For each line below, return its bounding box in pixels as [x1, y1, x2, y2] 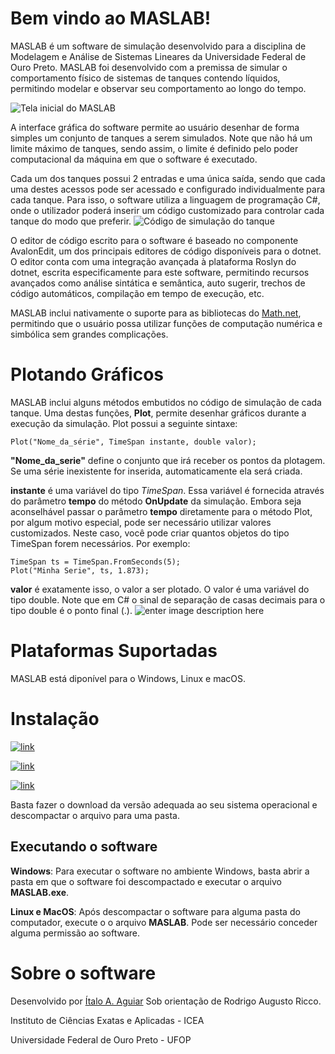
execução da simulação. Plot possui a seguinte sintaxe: [10, 417, 238, 429]
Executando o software [10, 838, 158, 856]
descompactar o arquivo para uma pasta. [10, 809, 180, 821]
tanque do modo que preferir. [10, 215, 132, 227]
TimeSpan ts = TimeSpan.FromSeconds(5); [10, 557, 182, 567]
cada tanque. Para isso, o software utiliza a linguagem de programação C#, [10, 193, 321, 206]
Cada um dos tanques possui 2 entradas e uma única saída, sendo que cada [10, 172, 326, 184]
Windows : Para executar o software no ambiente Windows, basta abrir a [10, 865, 310, 877]
